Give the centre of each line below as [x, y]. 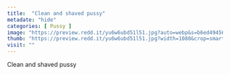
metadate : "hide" [32, 20]
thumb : [16, 39]
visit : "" [21, 45]
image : [16, 32]
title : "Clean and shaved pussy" [56, 13]
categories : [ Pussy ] [39, 26]
